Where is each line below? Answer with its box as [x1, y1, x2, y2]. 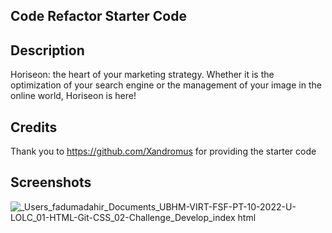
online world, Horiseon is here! [10, 90, 137, 102]
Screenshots [10, 174, 92, 191]
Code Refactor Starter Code [10, 8, 187, 25]
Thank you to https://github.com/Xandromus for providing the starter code [10, 145, 317, 158]
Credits [10, 119, 58, 136]
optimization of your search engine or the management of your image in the [10, 79, 322, 91]
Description [10, 42, 85, 59]
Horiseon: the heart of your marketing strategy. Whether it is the [10, 69, 275, 81]
